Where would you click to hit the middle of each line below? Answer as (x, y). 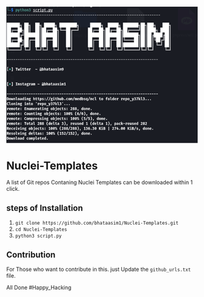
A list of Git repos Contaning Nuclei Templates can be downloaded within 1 (100, 182)
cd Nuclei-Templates (41, 230)
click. (13, 189)
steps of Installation (45, 208)
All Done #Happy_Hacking (39, 287)
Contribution (31, 255)
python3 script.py (38, 236)
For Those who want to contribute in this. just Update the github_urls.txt (99, 269)
